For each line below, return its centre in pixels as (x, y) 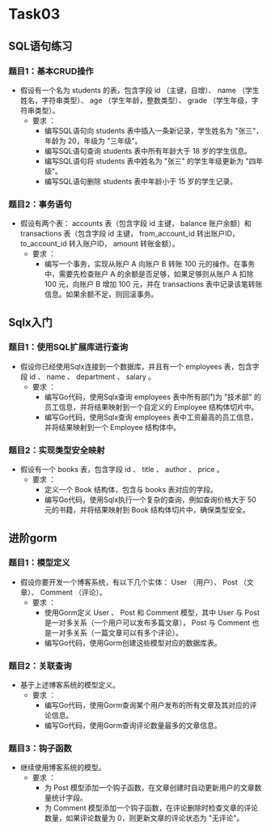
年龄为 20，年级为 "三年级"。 (93, 140)
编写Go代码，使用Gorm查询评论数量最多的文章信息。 (133, 726)
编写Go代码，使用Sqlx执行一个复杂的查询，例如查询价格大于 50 (150, 500)
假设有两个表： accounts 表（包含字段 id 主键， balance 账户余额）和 (136, 223)
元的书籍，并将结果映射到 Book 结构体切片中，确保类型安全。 (147, 510)
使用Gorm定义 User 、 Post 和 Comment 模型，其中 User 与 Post (152, 612)
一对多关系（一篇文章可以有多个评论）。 (117, 632)
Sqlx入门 (30, 322)
